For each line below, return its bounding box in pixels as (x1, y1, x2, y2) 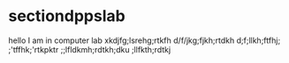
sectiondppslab (8, 6, 125, 26)
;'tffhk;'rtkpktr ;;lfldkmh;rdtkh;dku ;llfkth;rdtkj (8, 44, 171, 54)
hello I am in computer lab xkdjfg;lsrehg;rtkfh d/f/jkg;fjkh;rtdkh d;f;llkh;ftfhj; (8, 35, 281, 45)
